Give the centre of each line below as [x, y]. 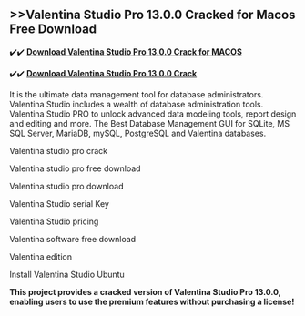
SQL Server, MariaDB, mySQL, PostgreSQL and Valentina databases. [138, 133]
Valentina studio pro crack [58, 150]
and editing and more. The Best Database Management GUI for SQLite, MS [149, 123]
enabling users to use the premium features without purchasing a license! [152, 301]
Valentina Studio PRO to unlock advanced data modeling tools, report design [153, 114]
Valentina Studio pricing [54, 221]
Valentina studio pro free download [75, 168]
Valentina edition [41, 256]
